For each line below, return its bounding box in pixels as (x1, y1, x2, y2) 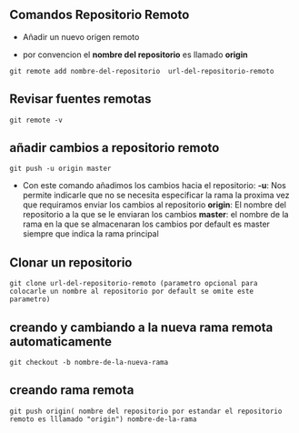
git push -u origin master (9, 164, 112, 174)
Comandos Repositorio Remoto (9, 7, 190, 23)
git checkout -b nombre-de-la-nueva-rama (9, 358, 169, 368)
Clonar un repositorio (9, 255, 133, 270)
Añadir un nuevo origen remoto (22, 31, 140, 42)
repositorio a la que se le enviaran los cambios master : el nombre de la (22, 209, 289, 220)
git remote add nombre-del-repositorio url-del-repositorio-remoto (9, 66, 274, 76)
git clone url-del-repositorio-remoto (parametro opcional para (9, 279, 258, 288)
